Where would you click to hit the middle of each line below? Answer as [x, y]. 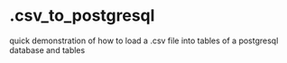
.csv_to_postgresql [82, 16]
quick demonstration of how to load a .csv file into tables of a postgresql [144, 40]
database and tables [47, 49]
